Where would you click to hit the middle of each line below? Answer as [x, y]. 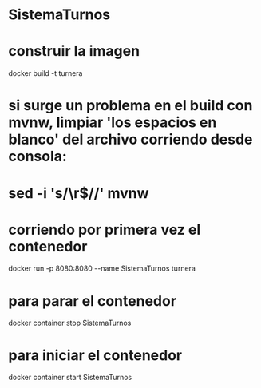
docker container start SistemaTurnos [70, 378]
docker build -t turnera [45, 73]
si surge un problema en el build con [130, 106]
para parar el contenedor [93, 301]
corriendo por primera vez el [105, 230]
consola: [38, 156]
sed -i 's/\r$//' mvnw [79, 193]
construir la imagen [74, 51]
